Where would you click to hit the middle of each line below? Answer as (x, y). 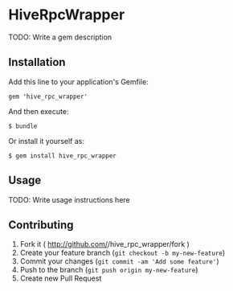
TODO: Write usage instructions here (69, 199)
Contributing (41, 225)
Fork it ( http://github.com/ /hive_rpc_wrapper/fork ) (105, 244)
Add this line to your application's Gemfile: (78, 81)
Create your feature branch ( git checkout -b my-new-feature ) (123, 253)
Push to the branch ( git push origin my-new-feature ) (109, 270)
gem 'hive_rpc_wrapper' (48, 96)
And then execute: (39, 111)
